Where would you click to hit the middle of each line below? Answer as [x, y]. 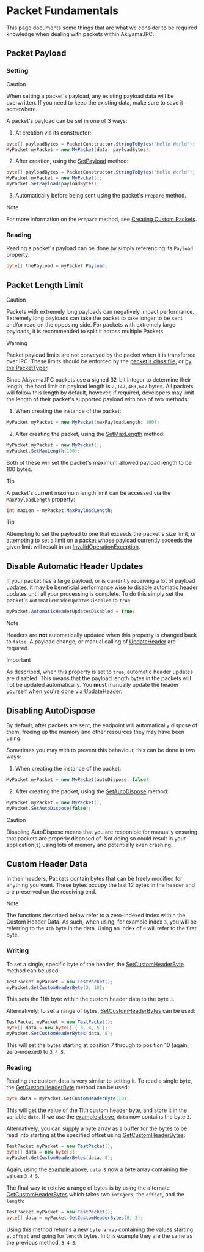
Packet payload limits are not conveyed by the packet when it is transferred [101, 355]
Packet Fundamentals [63, 11]
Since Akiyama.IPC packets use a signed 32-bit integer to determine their [99, 379]
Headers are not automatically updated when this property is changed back [102, 635]
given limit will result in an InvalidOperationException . [73, 547]
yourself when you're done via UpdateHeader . [64, 691]
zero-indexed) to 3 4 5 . [36, 1052]
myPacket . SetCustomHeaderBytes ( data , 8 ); [60, 1034]
